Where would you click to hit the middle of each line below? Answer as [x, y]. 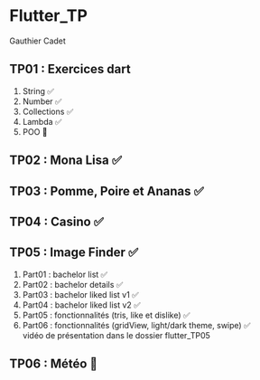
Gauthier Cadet [37, 41]
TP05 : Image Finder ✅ [74, 253]
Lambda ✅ [42, 121]
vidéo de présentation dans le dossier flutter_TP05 [116, 335]
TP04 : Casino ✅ [56, 221]
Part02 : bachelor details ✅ [73, 284]
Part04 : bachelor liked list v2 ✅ [82, 305]
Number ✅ [42, 101]
